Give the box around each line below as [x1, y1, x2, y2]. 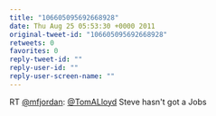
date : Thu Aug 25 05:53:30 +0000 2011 [9, 22, 155, 31]
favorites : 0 [9, 47, 59, 56]
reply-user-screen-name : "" [9, 72, 116, 81]
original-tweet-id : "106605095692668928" [9, 30, 168, 39]
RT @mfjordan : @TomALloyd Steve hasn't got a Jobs [9, 96, 207, 107]
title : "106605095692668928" [9, 13, 119, 22]
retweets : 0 [9, 38, 54, 48]
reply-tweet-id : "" [9, 55, 83, 64]
